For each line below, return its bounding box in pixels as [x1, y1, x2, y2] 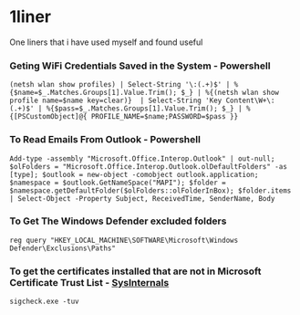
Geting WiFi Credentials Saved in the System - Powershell [9, 59, 271, 72]
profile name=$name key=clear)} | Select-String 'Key [9, 96, 222, 106]
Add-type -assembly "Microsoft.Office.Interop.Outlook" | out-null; [9, 153, 275, 163]
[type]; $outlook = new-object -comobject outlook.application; [9, 170, 259, 179]
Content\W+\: [225, 96, 275, 106]
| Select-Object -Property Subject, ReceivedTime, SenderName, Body [9, 194, 275, 203]
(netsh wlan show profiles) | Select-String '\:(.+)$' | [9, 80, 231, 89]
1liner [9, 6, 52, 27]
